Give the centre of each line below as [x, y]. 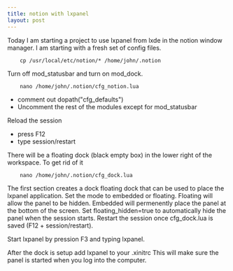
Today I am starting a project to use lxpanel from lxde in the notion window [115, 40]
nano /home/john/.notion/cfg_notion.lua [79, 86]
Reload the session [35, 120]
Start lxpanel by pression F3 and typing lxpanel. [76, 239]
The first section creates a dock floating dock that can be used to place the [116, 188]
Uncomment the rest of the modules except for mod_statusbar [107, 106]
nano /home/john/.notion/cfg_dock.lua [76, 175]
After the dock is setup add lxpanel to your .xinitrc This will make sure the [113, 252]
